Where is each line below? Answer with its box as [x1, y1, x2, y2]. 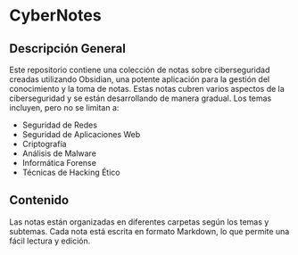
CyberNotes [9, 5, 102, 26]
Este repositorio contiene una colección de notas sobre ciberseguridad [9, 64, 270, 75]
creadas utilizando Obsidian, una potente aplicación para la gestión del [9, 74, 270, 85]
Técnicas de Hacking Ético [21, 167, 120, 177]
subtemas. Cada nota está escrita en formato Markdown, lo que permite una [9, 226, 290, 236]
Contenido [9, 193, 70, 208]
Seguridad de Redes [21, 119, 98, 130]
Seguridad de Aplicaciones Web [21, 129, 141, 139]
